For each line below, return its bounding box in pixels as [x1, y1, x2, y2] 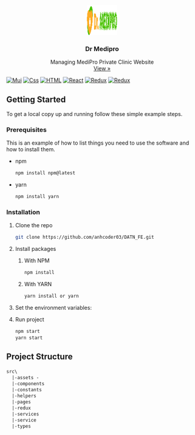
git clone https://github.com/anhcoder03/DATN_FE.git [15, 235, 154, 241]
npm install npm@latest [15, 170, 76, 176]
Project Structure [6, 352, 73, 362]
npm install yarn [15, 194, 60, 200]
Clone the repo [15, 222, 53, 229]
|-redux [12, 405, 32, 411]
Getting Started [6, 94, 66, 104]
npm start [15, 329, 41, 335]
